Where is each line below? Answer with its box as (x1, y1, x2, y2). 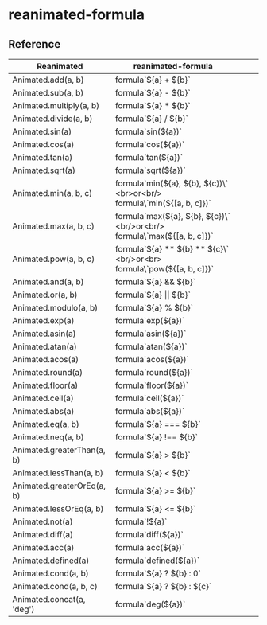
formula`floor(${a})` (114, 380, 189, 391)
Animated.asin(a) (12, 328, 77, 339)
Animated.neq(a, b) (12, 432, 85, 443)
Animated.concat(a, (12, 594, 86, 604)
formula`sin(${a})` (114, 126, 183, 137)
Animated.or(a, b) (12, 289, 78, 300)
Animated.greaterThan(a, (12, 444, 106, 455)
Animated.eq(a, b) (12, 419, 79, 429)
